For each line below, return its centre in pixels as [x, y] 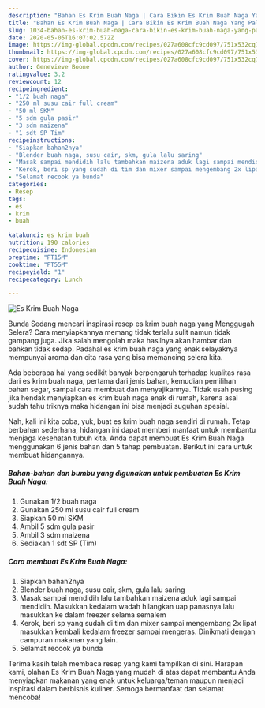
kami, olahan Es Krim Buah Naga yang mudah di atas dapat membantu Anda [132, 672]
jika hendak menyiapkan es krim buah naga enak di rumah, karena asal [123, 398]
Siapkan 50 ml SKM [52, 519]
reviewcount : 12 [35, 81]
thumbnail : [26, 52]
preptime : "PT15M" [38, 257]
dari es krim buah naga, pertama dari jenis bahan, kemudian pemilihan [122, 381]
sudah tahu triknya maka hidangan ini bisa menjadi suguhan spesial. [119, 406]
